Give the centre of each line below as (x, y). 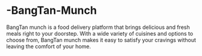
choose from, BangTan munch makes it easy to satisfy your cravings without (101, 40)
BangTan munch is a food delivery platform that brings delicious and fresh (98, 27)
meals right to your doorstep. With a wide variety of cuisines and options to (100, 33)
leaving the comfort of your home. (49, 46)
